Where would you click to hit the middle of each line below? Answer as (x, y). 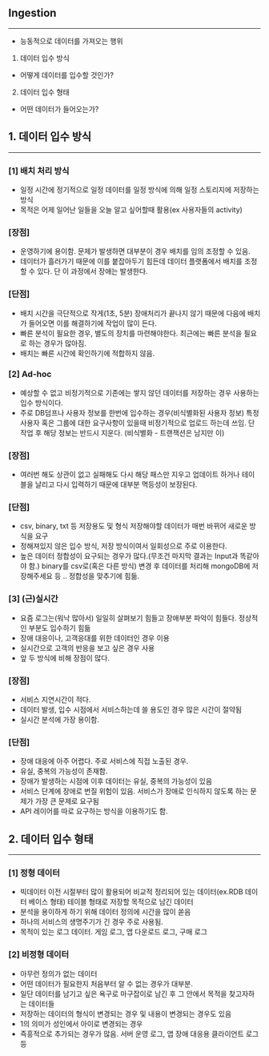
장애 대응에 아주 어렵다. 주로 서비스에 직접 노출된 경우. (104, 761)
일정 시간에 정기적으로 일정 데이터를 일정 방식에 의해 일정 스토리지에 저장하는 (140, 189)
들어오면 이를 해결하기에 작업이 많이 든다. (93, 323)
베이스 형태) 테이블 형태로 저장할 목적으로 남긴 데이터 (111, 902)
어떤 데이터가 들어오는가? (59, 109)
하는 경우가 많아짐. (57, 343)
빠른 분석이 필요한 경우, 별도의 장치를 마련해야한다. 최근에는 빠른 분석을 (131, 333)
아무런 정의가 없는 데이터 (58, 974)
